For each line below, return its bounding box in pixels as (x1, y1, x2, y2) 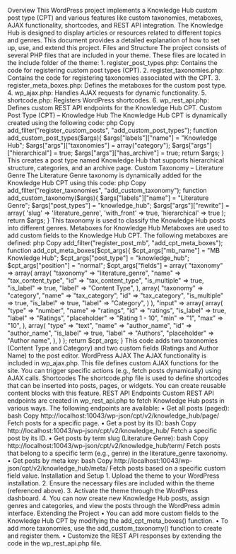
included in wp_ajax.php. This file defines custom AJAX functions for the (7, 359, 219, 367)
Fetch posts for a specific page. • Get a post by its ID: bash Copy (7, 419, 196, 427)
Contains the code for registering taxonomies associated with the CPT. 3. (7, 73, 220, 82)
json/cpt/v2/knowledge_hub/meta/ (7, 464, 108, 472)
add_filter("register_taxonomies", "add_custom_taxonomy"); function (7, 187, 207, 194)
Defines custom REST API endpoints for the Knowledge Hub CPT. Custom (7, 104, 223, 112)
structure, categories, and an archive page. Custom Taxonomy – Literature (7, 164, 224, 172)
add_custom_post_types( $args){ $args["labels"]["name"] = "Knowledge (7, 134, 218, 142)
